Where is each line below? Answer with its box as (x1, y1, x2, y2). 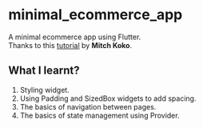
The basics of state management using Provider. (19, 110, 180, 120)
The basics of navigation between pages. (19, 102, 157, 111)
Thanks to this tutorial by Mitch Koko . (8, 40, 133, 50)
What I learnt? (8, 64, 80, 78)
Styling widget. (19, 85, 70, 94)
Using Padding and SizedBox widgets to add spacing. (19, 94, 197, 103)
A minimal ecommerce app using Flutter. (8, 32, 141, 42)
